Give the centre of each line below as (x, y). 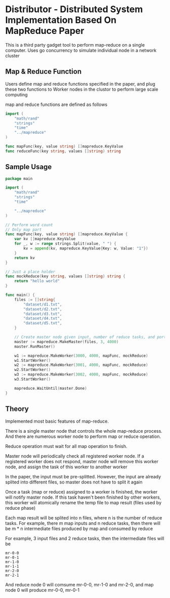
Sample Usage (29, 167)
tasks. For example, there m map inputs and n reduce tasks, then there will (83, 523)
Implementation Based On (61, 20)
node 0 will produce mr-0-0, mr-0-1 (42, 590)
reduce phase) (20, 508)
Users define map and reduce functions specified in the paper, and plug (80, 84)
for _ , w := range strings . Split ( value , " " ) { (65, 244)
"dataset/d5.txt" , (43, 323)
